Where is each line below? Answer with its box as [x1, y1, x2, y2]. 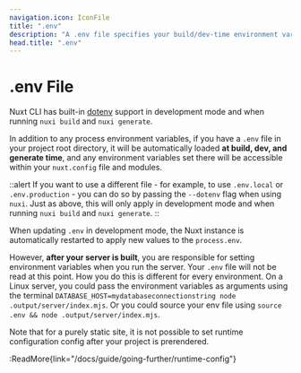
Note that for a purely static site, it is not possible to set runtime [9, 326, 244, 337]
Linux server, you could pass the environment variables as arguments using [9, 281, 288, 291]
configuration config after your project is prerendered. [9, 336, 209, 347]
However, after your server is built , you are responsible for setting [9, 252, 255, 263]
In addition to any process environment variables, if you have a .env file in [9, 134, 281, 144]
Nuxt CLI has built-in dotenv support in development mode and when [9, 107, 264, 117]
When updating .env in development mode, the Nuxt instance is [9, 225, 245, 236]
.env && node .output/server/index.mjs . [9, 309, 160, 320]
